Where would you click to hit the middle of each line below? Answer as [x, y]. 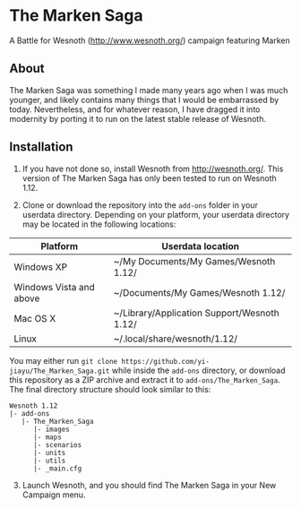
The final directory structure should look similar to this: [110, 389]
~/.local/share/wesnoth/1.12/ [176, 339]
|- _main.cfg [57, 468]
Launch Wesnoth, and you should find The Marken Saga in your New [149, 485]
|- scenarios [57, 444]
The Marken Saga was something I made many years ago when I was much [149, 90]
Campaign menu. [54, 495]
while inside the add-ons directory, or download [198, 370]
